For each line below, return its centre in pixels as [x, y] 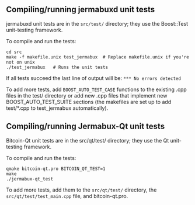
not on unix [20, 62]
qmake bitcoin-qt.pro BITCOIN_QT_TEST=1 [56, 169]
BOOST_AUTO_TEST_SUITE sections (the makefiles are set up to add [89, 102]
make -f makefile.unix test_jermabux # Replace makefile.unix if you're [98, 57]
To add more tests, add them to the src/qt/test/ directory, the [81, 190]
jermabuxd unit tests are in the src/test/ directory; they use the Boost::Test [97, 23]
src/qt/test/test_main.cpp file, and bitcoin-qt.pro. [67, 196]
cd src [14, 52]
